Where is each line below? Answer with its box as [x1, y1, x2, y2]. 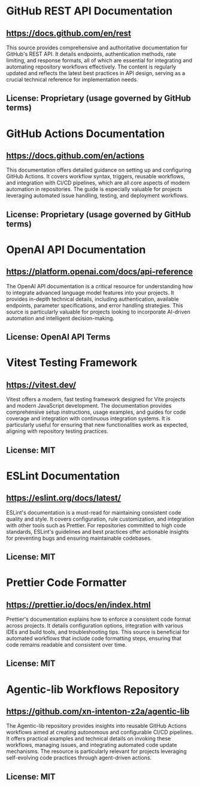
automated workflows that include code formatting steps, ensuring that [6, 635, 181, 642]
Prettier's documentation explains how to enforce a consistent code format [6, 615, 191, 623]
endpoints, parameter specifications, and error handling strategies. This [6, 301, 184, 309]
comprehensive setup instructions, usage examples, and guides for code [6, 408, 186, 416]
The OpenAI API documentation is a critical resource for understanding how [6, 282, 193, 289]
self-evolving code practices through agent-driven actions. [6, 754, 152, 761]
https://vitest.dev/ [6, 379, 77, 390]
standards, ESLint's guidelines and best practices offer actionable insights [6, 528, 189, 535]
